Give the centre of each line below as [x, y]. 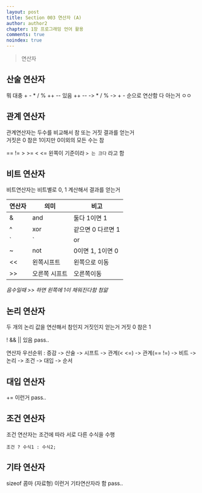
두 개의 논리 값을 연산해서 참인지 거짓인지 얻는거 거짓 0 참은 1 [78, 327]
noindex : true [24, 40]
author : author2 [27, 23]
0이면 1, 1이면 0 [96, 251]
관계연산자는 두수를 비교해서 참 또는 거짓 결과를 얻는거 [71, 132]
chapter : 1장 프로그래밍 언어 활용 [45, 29]
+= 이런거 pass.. [26, 398]
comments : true [26, 35]
